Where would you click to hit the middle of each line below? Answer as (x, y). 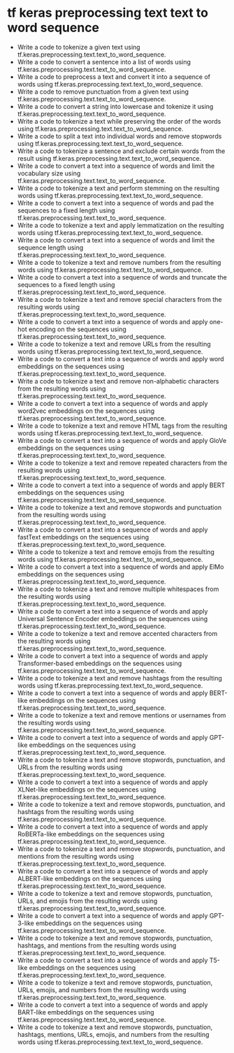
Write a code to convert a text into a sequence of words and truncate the (122, 277)
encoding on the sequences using (78, 329)
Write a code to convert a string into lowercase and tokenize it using (115, 106)
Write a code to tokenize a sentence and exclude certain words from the (121, 151)
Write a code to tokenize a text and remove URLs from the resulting (114, 344)
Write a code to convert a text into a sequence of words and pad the (116, 203)
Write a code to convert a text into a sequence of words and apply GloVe (122, 440)
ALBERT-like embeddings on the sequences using (89, 878)
